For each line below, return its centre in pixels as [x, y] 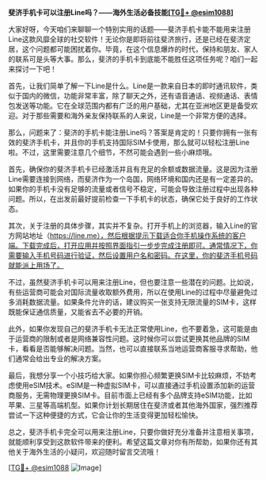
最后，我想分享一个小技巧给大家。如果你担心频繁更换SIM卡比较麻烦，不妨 [129, 375]
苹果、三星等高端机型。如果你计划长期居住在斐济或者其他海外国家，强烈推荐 [133, 405]
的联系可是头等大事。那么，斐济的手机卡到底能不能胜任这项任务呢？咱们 [126, 59]
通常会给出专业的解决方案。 [60, 359]
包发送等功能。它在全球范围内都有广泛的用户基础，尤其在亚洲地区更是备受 [129, 106]
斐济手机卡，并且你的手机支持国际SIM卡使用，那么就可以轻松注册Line [136, 142]
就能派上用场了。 [36, 265]
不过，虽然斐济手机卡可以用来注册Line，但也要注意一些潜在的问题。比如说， [133, 282]
